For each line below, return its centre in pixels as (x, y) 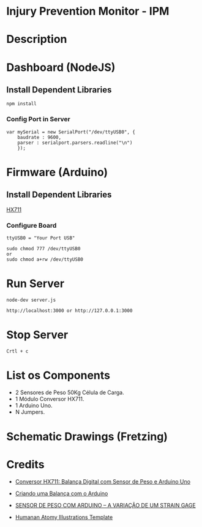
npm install (21, 104)
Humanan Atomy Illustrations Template (64, 517)
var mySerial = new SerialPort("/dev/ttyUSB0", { (71, 132)
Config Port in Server (38, 119)
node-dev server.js (31, 300)
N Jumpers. (30, 412)
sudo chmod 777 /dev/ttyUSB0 (43, 249)
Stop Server (37, 335)
